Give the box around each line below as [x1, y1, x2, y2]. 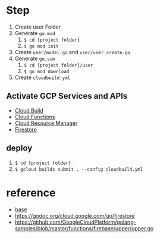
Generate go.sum [14, 55, 55, 62]
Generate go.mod [14, 29, 55, 36]
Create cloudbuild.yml [14, 74, 70, 81]
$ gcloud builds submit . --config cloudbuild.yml [14, 166, 143, 173]
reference [6, 186, 56, 199]
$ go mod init [23, 43, 59, 49]
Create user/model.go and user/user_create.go [14, 48, 131, 55]
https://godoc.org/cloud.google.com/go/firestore [14, 212, 135, 219]
